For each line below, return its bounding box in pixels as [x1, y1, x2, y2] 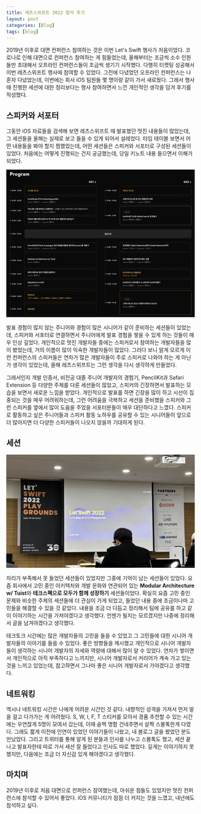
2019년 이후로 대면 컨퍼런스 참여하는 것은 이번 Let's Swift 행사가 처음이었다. [6, 47, 184, 54]
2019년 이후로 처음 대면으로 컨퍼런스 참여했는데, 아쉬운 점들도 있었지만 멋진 [6, 787, 182, 794]
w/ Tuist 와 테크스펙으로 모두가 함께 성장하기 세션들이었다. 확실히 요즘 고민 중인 [6, 589, 190, 597]
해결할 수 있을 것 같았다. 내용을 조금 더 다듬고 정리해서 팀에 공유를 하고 [22, 604, 187, 612]
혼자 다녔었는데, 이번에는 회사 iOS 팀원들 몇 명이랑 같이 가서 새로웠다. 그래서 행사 [6, 76, 195, 84]
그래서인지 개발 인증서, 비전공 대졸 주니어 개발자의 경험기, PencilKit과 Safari [6, 374, 184, 381]
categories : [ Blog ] [6, 22, 55, 28]
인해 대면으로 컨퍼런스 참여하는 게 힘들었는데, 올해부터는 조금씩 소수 [22, 54, 181, 61]
